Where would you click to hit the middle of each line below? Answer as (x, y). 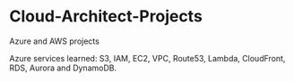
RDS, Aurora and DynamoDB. (63, 68)
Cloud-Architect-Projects (106, 16)
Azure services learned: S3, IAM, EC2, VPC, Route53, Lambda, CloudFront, (147, 58)
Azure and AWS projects (55, 41)
